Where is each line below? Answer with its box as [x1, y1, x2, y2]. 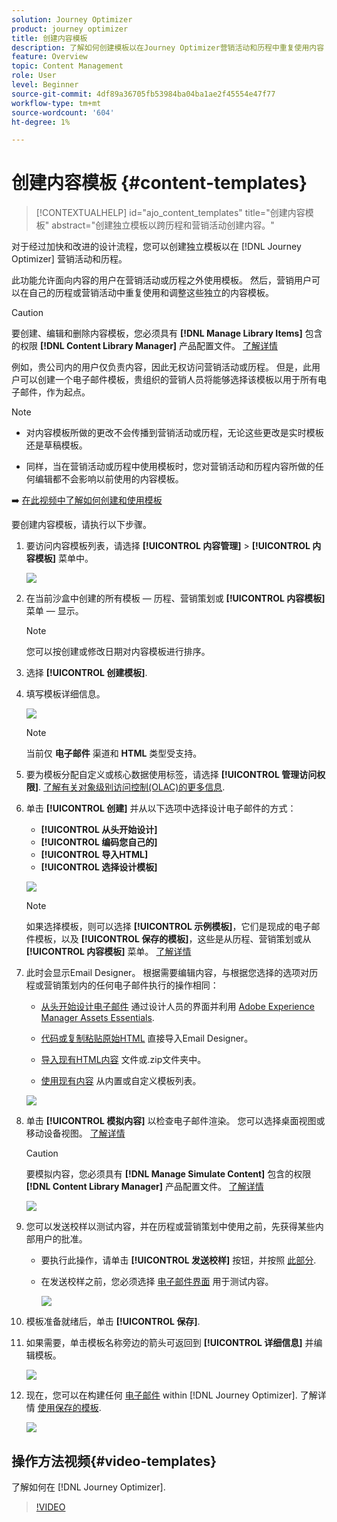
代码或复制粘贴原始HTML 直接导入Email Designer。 [40, 1032, 254, 1045]
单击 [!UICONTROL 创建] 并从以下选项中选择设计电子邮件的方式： [25, 802, 297, 815]
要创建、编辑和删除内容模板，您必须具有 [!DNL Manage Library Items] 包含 [11, 327, 323, 340]
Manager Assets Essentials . [40, 1012, 155, 1024]
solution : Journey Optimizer [11, 14, 133, 25]
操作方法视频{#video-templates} [11, 1452, 218, 1470]
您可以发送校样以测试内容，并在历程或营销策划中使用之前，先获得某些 [25, 1221, 316, 1233]
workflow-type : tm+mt [11, 98, 102, 108]
